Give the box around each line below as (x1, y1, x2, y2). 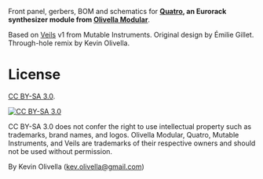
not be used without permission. (8, 146, 112, 156)
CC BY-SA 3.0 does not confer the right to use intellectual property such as (8, 121, 252, 131)
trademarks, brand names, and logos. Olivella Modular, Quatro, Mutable (8, 130, 239, 139)
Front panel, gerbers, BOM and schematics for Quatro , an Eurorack (8, 7, 227, 16)
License (8, 66, 61, 84)
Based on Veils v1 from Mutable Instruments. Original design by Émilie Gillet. (8, 30, 254, 39)
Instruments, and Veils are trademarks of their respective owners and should (8, 138, 256, 148)
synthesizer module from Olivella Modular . (8, 15, 151, 24)
